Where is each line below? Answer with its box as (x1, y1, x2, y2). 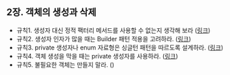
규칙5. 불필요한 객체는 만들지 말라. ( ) (16, 61, 115, 69)
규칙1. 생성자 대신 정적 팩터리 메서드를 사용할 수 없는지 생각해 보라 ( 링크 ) (16, 26, 211, 34)
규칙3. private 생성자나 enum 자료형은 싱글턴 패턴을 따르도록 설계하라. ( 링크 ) (16, 43, 224, 52)
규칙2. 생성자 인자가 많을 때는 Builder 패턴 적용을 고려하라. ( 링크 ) (16, 34, 191, 43)
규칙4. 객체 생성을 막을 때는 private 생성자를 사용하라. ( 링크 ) (16, 52, 178, 60)
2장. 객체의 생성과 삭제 (6, 6, 97, 19)
